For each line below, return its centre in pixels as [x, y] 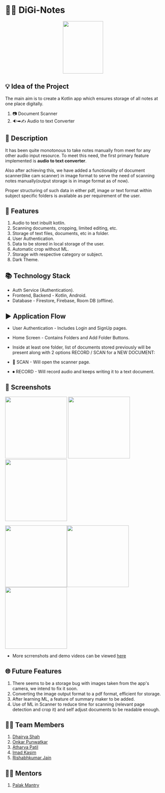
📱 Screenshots [28, 387]
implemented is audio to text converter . [46, 160]
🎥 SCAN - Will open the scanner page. [51, 362]
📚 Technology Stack [38, 276]
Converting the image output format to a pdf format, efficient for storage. [86, 694]
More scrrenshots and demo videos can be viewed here [69, 656]
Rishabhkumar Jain [32, 758]
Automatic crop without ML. [41, 249]
